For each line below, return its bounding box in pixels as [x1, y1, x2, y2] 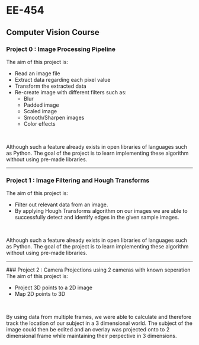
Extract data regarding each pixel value [14, 76, 111, 83]
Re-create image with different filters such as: [14, 88, 127, 95]
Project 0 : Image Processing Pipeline [6, 45, 116, 53]
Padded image [23, 101, 59, 108]
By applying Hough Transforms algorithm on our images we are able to [14, 207, 188, 215]
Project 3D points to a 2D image [14, 284, 93, 291]
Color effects [23, 120, 56, 127]
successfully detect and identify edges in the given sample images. [14, 214, 179, 221]
